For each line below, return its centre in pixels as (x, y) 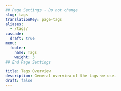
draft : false (19, 81)
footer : (18, 48)
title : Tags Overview (28, 71)
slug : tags (17, 15)
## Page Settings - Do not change (42, 10)
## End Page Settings (28, 62)
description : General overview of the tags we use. (61, 76)
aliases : (14, 24)
